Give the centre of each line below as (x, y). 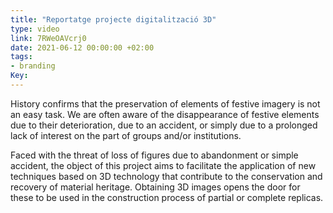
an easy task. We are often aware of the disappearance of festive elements (165, 114)
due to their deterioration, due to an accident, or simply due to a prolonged (164, 125)
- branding (33, 66)
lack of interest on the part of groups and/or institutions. (126, 135)
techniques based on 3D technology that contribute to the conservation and (166, 176)
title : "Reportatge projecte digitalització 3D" (113, 19)
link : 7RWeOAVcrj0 (48, 38)
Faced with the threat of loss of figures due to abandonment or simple (154, 155)
